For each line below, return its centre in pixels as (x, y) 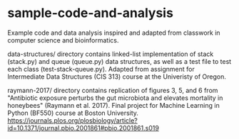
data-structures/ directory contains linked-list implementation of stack (111, 54)
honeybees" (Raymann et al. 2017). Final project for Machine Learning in (113, 105)
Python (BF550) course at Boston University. (73, 113)
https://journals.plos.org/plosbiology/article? (72, 120)
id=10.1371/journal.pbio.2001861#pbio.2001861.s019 (83, 128)
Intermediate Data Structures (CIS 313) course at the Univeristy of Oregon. (117, 77)
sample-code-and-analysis (90, 13)
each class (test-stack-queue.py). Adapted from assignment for (101, 69)
